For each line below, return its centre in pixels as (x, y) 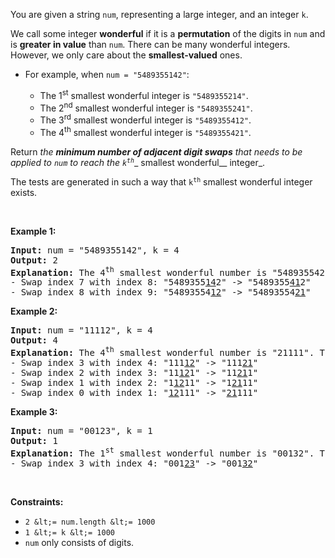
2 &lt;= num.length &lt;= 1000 (90, 522)
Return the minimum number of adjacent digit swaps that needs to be (156, 151)
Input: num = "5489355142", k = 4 (95, 250)
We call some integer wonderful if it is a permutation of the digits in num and (168, 33)
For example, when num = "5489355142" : (107, 74)
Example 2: (34, 311)
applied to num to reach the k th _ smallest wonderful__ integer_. (138, 162)
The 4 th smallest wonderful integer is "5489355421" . (145, 131)
